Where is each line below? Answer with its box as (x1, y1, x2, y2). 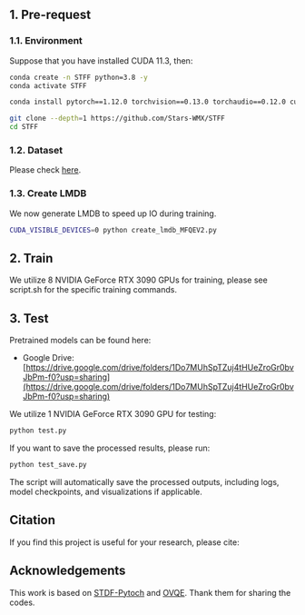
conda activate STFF (9, 81, 88, 90)
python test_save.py (9, 461, 88, 470)
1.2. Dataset (9, 144, 64, 156)
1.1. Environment (9, 35, 84, 47)
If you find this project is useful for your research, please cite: (9, 536, 240, 548)
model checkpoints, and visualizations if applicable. (9, 486, 202, 497)
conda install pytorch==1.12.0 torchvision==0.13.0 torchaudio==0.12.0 (9, 97, 286, 107)
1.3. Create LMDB (9, 187, 87, 200)
